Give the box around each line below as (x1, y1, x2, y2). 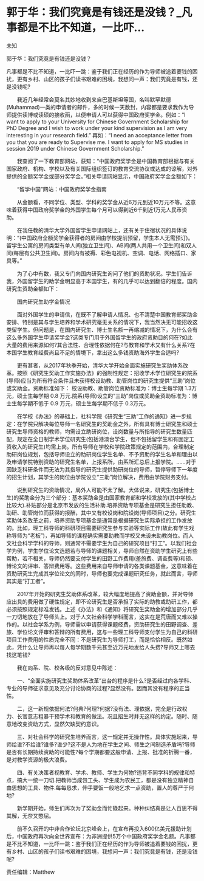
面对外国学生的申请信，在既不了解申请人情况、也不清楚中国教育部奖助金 (16, 310, 198, 318)
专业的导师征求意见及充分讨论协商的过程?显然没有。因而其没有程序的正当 (6, 684, 190, 691)
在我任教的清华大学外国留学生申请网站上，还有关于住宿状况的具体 (16, 226, 182, 234)
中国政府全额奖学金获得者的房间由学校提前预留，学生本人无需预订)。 (21, 234, 194, 241)
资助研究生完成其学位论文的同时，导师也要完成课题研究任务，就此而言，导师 (6, 569, 198, 577)
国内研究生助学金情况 (16, 298, 70, 305)
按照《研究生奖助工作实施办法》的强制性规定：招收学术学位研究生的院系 (16, 369, 198, 377)
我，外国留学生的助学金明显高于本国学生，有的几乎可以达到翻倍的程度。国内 (6, 277, 198, 284)
